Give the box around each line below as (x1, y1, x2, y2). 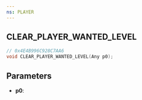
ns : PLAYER (6, 9, 34, 15)
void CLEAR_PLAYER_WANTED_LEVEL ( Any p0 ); (6, 53, 114, 60)
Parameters (6, 71, 52, 81)
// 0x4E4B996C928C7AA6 (6, 48, 64, 54)
